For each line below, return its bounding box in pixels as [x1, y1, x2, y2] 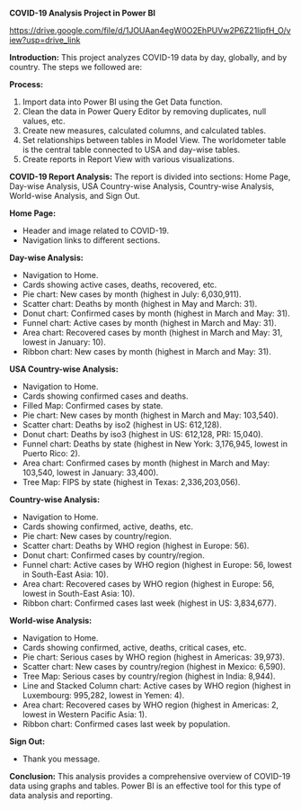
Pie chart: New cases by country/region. [22, 531, 173, 541]
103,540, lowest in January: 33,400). [22, 467, 159, 478]
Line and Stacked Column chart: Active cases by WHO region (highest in [22, 680, 291, 691]
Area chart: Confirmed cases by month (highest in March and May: [22, 458, 270, 468]
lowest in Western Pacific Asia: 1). [22, 709, 147, 719]
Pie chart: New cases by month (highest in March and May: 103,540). [22, 409, 279, 420]
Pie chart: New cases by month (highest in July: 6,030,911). [22, 289, 242, 300]
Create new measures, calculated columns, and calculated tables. [22, 125, 267, 136]
